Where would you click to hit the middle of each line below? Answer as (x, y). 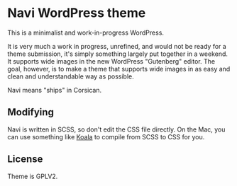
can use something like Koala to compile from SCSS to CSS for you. (106, 136)
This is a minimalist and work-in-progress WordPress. (86, 33)
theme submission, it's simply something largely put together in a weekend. (118, 54)
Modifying (31, 112)
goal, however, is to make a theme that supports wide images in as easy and (119, 69)
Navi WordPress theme (77, 13)
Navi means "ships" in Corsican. (54, 90)
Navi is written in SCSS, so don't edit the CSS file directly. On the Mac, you (116, 129)
